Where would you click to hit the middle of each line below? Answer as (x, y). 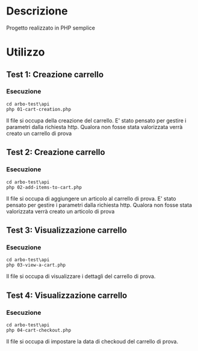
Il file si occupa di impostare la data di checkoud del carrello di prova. (92, 341)
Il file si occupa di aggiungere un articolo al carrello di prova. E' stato (91, 198)
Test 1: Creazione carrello (55, 74)
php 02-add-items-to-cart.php (44, 187)
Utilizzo (26, 52)
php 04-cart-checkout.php (39, 330)
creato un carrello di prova (39, 133)
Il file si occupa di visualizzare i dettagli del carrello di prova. (81, 276)
